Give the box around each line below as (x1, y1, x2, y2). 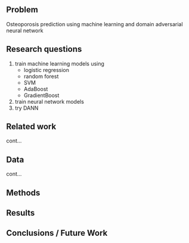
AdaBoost (23, 85, 48, 92)
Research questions (6, 44, 82, 54)
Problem (6, 5, 39, 15)
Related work (6, 121, 57, 132)
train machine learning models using (14, 60, 104, 67)
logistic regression (23, 66, 70, 73)
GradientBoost (23, 92, 60, 99)
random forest (23, 73, 59, 80)
